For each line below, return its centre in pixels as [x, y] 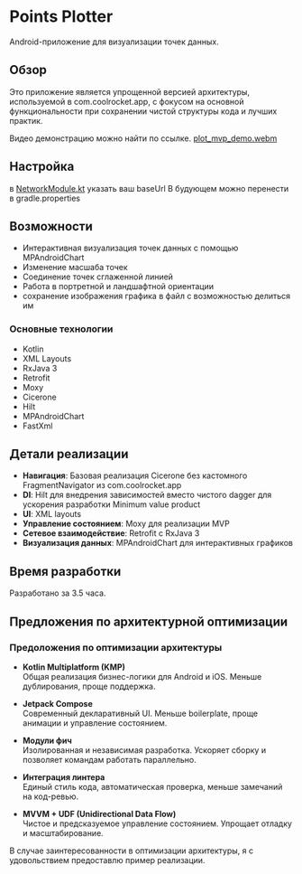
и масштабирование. [63, 832]
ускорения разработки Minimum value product [111, 504]
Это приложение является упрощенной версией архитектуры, [130, 91]
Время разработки [65, 571]
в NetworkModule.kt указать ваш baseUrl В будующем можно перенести [149, 188]
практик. [26, 120]
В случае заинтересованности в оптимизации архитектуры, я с [132, 851]
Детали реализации [69, 454]
